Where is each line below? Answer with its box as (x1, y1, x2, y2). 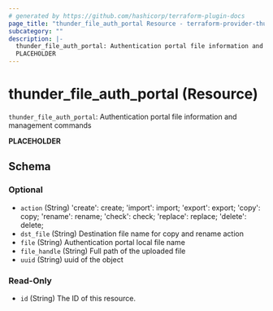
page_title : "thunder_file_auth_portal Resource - (8, 20, 184, 28)
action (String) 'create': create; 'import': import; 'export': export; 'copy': (19, 203, 261, 212)
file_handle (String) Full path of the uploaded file (19, 246, 186, 256)
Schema (8, 160, 51, 173)
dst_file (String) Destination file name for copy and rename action (19, 229, 244, 239)
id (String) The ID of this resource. (19, 293, 136, 303)
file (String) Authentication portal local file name (19, 237, 185, 247)
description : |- (8, 34, 63, 43)
